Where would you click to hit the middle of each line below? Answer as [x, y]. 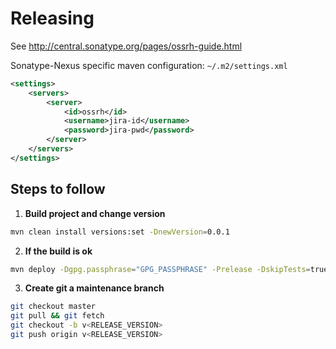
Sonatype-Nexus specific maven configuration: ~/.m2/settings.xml [149, 65]
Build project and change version [95, 213]
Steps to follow [58, 189]
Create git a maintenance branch [94, 288]
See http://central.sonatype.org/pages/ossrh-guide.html [126, 46]
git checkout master [53, 307]
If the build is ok [58, 251]
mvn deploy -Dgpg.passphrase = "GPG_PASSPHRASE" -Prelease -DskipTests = [160, 269]
